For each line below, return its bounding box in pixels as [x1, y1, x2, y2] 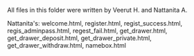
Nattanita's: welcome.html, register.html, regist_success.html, [7, 19, 183, 27]
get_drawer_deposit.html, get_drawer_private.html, [7, 34, 152, 42]
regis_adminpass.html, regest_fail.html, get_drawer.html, [7, 27, 168, 35]
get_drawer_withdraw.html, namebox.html [7, 41, 127, 49]
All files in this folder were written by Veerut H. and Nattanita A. [7, 6, 188, 14]
